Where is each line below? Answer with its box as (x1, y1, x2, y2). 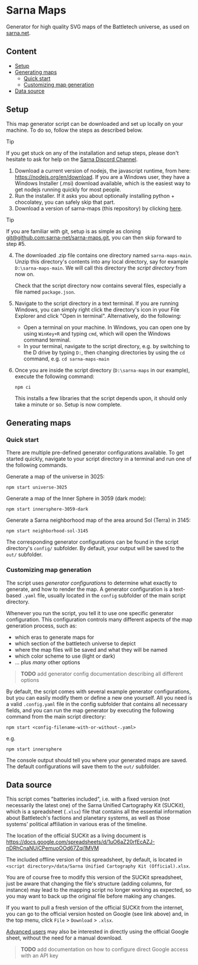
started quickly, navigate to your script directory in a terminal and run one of (6, 456, 192, 463)
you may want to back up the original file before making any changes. (6, 893, 176, 900)
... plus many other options (14, 658, 80, 665)
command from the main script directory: (6, 713, 106, 720)
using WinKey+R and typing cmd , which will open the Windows (23, 330, 171, 337)
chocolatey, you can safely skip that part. (14, 199, 115, 206)
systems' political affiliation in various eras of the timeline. (6, 821, 148, 828)
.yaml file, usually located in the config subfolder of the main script (22, 592, 186, 599)
